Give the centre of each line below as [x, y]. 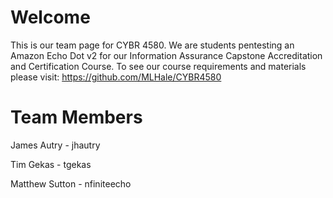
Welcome [50, 17]
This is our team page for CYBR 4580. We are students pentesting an [152, 45]
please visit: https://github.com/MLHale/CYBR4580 [116, 77]
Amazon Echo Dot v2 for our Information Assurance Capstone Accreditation [166, 55]
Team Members [76, 117]
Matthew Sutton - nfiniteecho [71, 183]
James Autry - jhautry [55, 145]
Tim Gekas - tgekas [51, 164]
